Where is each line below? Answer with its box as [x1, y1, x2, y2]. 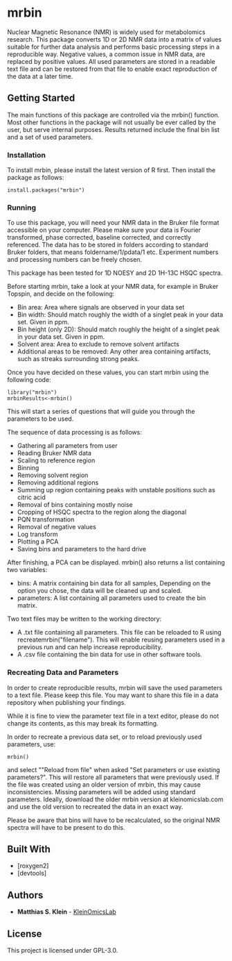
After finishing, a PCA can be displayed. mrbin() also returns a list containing [7, 558, 225, 567]
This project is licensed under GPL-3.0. [7, 946, 118, 955]
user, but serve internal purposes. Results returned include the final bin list [7, 125, 220, 133]
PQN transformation [17, 515, 75, 524]
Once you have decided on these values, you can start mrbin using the [7, 368, 209, 376]
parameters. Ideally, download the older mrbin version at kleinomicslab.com [7, 795, 224, 803]
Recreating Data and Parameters [7, 668, 119, 678]
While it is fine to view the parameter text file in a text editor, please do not [7, 712, 220, 720]
